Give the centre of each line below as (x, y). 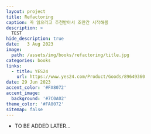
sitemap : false (25, 109)
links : (14, 66)
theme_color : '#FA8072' (35, 104)
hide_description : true (35, 39)
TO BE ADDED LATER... (42, 126)
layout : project (26, 11)
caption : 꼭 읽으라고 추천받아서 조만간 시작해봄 (57, 22)
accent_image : (23, 93)
